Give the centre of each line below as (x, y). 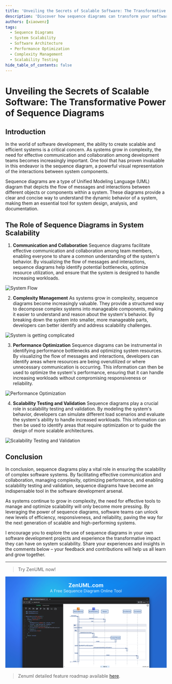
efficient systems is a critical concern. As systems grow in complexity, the (83, 150)
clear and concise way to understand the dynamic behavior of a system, (81, 198)
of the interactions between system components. (57, 172)
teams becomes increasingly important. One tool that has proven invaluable (85, 161)
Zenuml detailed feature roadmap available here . (69, 676)
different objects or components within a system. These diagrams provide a (85, 192)
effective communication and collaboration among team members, (83, 251)
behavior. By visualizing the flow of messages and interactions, (79, 262)
